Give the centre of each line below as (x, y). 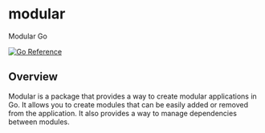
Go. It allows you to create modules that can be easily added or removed (128, 104)
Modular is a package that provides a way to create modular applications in (132, 96)
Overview (33, 77)
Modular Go (28, 36)
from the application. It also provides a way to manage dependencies (122, 113)
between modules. (39, 122)
